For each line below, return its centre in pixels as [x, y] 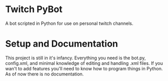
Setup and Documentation [62, 44]
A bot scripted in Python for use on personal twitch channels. [69, 23]
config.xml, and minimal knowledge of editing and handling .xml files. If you [84, 63]
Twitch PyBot [34, 9]
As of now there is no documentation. [44, 74]
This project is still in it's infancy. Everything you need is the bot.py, [76, 58]
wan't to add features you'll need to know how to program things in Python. [84, 68]
